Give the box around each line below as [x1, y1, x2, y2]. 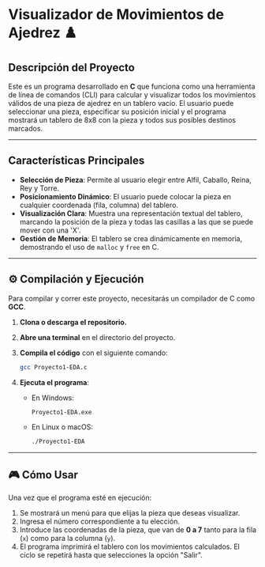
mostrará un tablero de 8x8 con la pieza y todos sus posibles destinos [8, 115, 237, 124]
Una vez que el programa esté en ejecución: [8, 493, 152, 503]
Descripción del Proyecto [8, 61, 136, 74]
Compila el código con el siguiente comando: [19, 348, 168, 357]
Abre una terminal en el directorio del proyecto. [19, 332, 176, 342]
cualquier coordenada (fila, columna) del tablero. [19, 200, 179, 210]
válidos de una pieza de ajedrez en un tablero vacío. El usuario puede [8, 99, 234, 108]
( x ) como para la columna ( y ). [19, 534, 116, 543]
